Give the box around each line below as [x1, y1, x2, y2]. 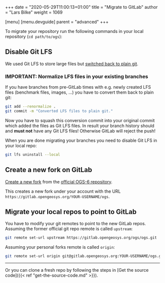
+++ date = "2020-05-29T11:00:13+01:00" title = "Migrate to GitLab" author [5, 4, 158, 10]
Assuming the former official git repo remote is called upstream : [5, 226, 133, 232]
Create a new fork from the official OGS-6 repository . [5, 179, 113, 184]
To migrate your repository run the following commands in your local [5, 28, 144, 34]
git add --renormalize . [5, 104, 56, 109]
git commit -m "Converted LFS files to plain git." [5, 108, 113, 113]
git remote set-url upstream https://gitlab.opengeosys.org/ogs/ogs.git [5, 235, 157, 240]
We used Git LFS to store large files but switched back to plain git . [5, 61, 138, 67]
